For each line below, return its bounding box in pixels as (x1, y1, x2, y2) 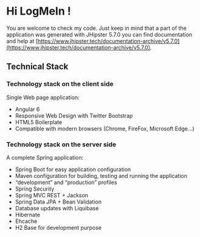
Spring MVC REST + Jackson (15, 191, 89, 199)
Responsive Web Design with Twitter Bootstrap (15, 111, 133, 119)
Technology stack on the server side (6, 140, 117, 149)
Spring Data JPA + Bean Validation (15, 198, 102, 205)
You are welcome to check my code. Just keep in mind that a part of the (6, 24, 187, 32)
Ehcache (15, 218, 38, 225)
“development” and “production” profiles (15, 179, 117, 186)
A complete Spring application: (6, 154, 84, 161)
